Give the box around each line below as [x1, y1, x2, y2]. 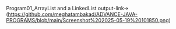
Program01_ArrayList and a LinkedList [6, 5, 97, 11]
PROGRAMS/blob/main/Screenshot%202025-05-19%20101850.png [6, 17, 169, 23]
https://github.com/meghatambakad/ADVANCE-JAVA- [8, 11, 138, 18]
